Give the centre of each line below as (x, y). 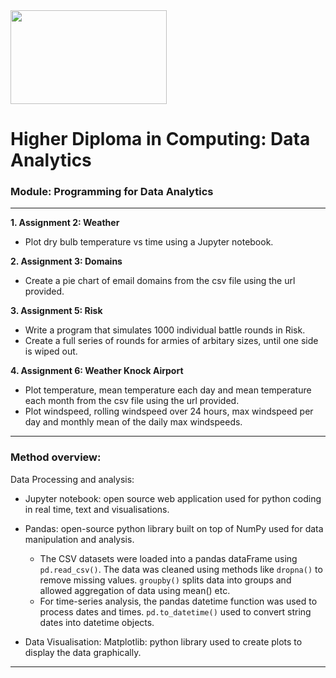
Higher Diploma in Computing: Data (160, 139)
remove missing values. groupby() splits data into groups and (165, 580)
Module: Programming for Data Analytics (112, 192)
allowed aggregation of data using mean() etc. (135, 590)
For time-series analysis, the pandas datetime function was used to (178, 601)
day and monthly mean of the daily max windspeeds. (133, 422)
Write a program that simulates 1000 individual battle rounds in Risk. (165, 330)
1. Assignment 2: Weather (65, 223)
